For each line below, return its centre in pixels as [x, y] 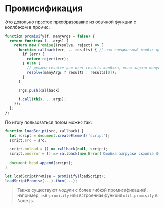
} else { [31, 63]
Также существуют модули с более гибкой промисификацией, [82, 190]
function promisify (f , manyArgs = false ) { [50, 36]
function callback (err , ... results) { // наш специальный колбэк [86, 50]
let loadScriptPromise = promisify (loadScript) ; [55, 176]
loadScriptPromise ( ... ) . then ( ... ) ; [41, 181]
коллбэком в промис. [28, 27]
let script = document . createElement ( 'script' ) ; [60, 135]
